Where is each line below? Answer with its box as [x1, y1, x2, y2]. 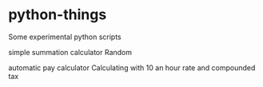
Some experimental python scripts [8, 32, 122, 42]
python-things [8, 6, 107, 24]
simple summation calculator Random [8, 47, 133, 57]
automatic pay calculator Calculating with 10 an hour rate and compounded [8, 62, 256, 73]
